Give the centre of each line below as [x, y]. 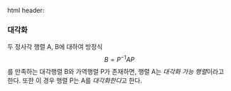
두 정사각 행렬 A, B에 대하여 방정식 [55, 47]
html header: [26, 10]
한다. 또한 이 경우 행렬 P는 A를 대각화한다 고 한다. [75, 80]
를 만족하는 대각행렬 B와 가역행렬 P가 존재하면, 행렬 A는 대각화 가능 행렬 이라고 [116, 71]
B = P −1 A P [119, 59]
